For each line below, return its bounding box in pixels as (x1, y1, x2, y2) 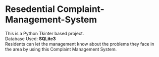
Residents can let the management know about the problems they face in (5, 41, 155, 47)
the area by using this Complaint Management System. (5, 46, 117, 52)
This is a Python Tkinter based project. (5, 30, 84, 36)
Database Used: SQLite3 (5, 36, 56, 42)
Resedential (5, 3, 55, 15)
